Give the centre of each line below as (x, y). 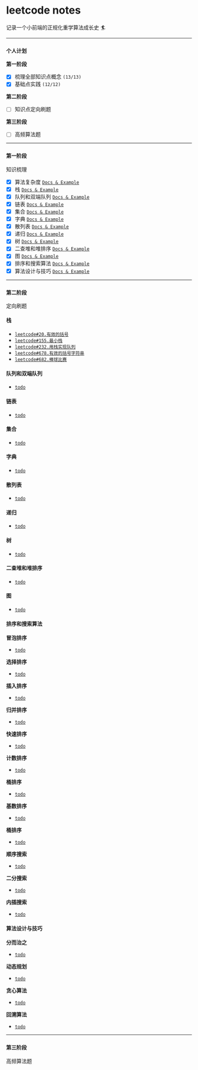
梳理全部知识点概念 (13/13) (48, 77)
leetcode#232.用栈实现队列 (45, 347)
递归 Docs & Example (39, 234)
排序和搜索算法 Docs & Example (52, 263)
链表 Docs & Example (39, 204)
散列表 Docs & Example (42, 227)
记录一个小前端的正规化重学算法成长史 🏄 (56, 27)
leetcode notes (44, 10)
